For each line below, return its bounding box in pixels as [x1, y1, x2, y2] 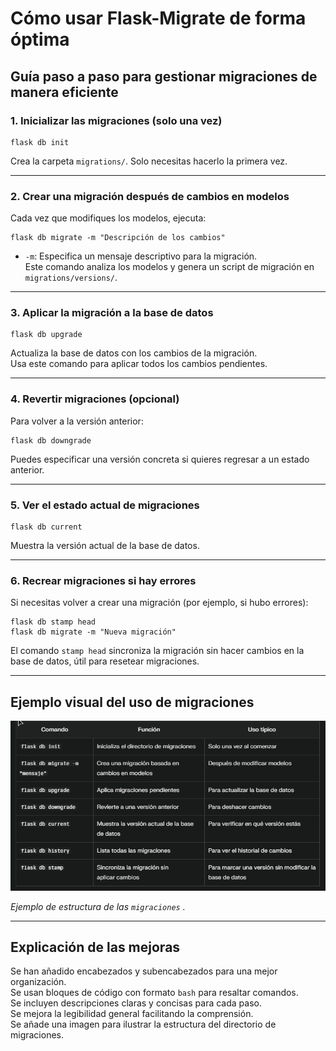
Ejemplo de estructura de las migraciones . [10, 900, 186, 912]
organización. [10, 976, 67, 988]
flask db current [10, 522, 83, 532]
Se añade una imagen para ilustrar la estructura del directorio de [10, 1018, 277, 1031]
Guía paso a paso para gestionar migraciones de [10, 68, 318, 85]
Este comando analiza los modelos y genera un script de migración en [24, 261, 315, 273]
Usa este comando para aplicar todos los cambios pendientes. [10, 358, 268, 370]
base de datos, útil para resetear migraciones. [10, 655, 200, 667]
